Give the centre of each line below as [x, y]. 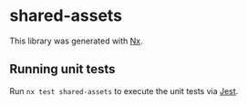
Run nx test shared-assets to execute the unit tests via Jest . [124, 91]
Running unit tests [62, 69]
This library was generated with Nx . [76, 41]
